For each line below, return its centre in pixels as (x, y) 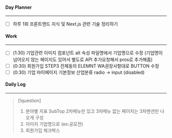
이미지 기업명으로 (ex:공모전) (54, 124)
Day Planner (19, 7)
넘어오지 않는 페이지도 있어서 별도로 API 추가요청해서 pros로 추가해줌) (82, 60)
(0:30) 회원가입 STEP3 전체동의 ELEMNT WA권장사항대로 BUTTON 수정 (86, 66)
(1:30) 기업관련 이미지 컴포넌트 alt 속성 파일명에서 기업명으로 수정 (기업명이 (88, 53)
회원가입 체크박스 (43, 130)
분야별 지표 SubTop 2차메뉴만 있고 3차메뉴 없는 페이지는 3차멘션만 (92, 111)
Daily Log (16, 84)
